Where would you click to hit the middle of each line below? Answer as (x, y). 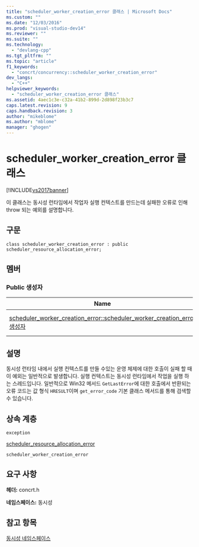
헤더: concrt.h (23, 490)
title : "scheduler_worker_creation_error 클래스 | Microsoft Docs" (89, 12)
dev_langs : (20, 78)
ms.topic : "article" (32, 61)
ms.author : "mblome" (32, 122)
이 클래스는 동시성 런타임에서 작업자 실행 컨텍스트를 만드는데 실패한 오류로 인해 (97, 202)
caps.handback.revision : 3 (39, 111)
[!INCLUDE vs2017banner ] (38, 190)
